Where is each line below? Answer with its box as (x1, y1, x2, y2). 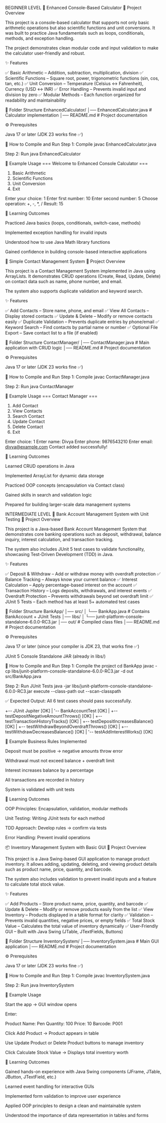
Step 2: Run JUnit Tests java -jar (5, 683, 71, 689)
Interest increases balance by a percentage (5, 767, 94, 773)
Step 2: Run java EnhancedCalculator (5, 151, 81, 157)
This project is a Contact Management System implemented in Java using (5, 268, 156, 274)
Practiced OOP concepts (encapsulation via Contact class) (5, 482, 125, 488)
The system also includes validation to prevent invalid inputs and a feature (5, 876, 157, 882)
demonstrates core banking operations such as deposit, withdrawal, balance (5, 531, 162, 537)
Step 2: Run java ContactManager (5, 384, 74, 389)
